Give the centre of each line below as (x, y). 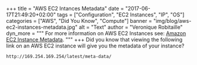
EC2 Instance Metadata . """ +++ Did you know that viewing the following (94, 40)
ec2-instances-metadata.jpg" (42, 27)
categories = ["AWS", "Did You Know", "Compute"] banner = (79, 21)
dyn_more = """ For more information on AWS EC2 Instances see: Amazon (96, 33)
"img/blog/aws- (172, 21)
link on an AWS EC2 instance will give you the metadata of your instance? (95, 46)
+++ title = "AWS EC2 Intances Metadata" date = (65, 8)
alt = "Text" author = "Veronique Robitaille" (131, 27)
